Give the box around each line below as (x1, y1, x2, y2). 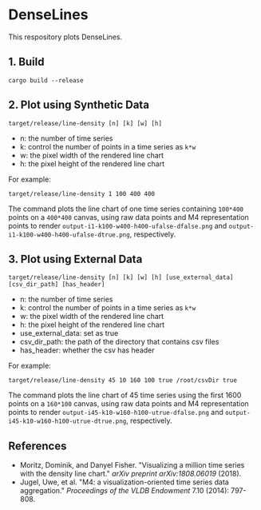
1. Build (8, 55, 45, 69)
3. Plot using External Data (8, 252, 143, 265)
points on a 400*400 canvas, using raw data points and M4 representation (8, 212, 249, 221)
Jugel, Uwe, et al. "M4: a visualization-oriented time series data (19, 477, 229, 487)
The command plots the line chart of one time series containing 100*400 (8, 204, 243, 213)
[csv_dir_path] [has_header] (8, 281, 105, 289)
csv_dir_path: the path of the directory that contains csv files (19, 337, 219, 347)
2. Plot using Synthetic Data (8, 98, 150, 112)
